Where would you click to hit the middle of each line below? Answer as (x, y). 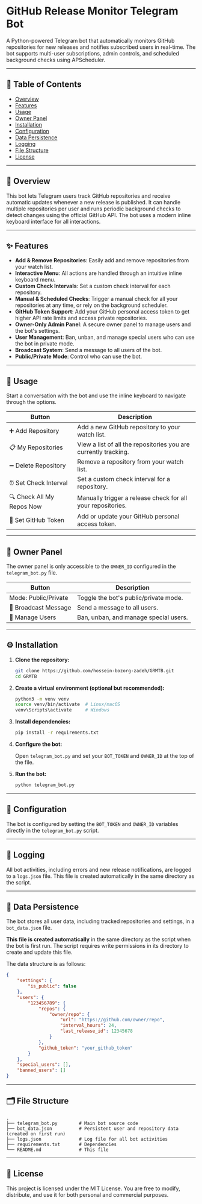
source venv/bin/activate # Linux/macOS (68, 704)
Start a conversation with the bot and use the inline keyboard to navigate (96, 396)
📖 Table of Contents (44, 85)
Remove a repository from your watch (130, 462)
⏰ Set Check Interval (38, 483)
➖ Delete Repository (38, 465)
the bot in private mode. (44, 344)
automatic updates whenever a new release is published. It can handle (93, 202)
